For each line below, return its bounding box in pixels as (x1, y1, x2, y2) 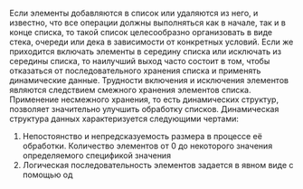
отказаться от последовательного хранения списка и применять (9, 65, 261, 76)
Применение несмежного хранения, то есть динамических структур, (9, 94, 279, 105)
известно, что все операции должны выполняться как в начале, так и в (9, 17, 287, 28)
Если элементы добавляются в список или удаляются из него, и (9, 8, 259, 18)
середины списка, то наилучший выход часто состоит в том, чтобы (9, 56, 270, 66)
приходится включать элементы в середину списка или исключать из (9, 46, 282, 57)
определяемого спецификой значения (22, 150, 172, 161)
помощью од (22, 169, 73, 180)
